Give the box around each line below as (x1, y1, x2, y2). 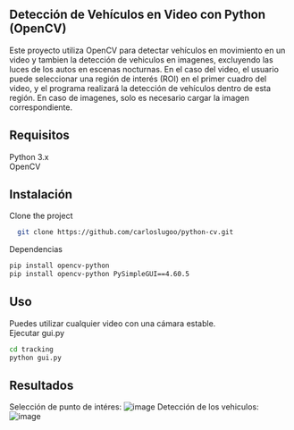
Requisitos (9, 128, 70, 143)
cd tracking (9, 344, 54, 354)
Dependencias (9, 244, 63, 255)
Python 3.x (9, 151, 49, 162)
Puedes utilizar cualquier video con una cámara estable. (9, 317, 216, 329)
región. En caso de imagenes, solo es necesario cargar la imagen (9, 92, 250, 103)
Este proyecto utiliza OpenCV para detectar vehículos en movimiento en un (9, 45, 286, 55)
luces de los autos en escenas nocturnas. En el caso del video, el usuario (9, 63, 280, 74)
